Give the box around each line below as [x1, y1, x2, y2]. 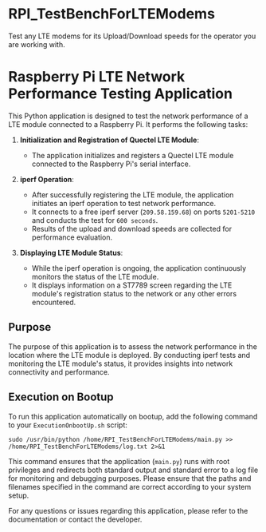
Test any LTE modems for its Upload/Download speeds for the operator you [8, 31, 256, 41]
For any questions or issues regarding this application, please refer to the [8, 506, 248, 515]
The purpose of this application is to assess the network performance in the [8, 341, 257, 351]
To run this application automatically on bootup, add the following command [8, 411, 258, 421]
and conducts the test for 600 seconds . [31, 215, 158, 224]
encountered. [31, 297, 76, 307]
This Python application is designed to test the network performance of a [8, 111, 248, 121]
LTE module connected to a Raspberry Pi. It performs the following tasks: [8, 119, 248, 129]
